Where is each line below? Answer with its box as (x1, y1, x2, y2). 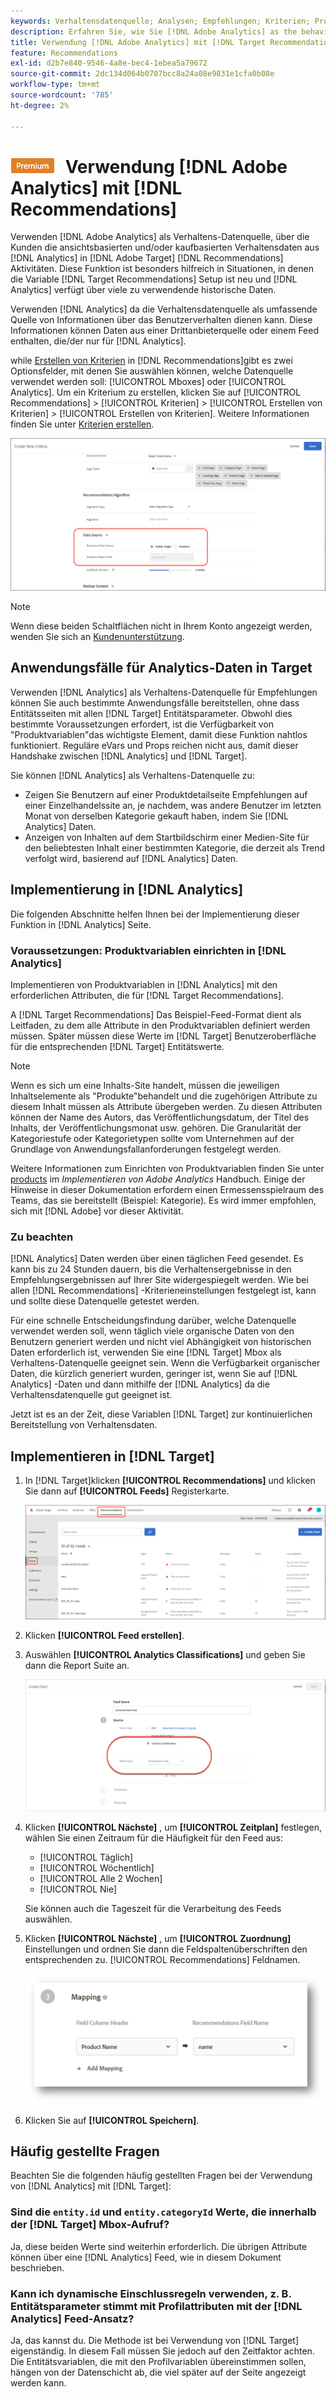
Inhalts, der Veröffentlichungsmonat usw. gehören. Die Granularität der (10, 1121, 302, 1134)
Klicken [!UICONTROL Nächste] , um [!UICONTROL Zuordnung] (24, 1932, 292, 1944)
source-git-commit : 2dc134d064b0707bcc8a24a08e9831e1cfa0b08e (10, 69, 275, 79)
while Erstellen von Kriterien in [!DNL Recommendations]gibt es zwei (10, 355, 293, 367)
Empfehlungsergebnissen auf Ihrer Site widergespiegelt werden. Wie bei (10, 1274, 309, 1286)
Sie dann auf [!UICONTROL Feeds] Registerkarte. (24, 1485, 230, 1497)
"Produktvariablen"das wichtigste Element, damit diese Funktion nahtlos (10, 728, 308, 740)
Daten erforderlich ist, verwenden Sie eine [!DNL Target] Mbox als (10, 1346, 282, 1359)
